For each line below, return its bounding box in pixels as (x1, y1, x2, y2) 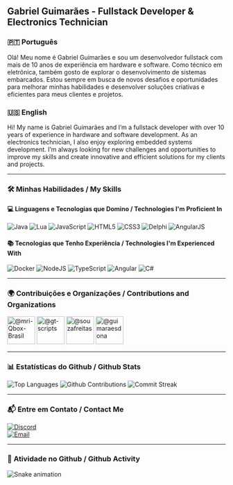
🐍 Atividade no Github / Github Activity (7, 454, 141, 464)
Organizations (7, 300, 56, 310)
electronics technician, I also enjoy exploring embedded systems (7, 138, 193, 146)
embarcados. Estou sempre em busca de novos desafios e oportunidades (7, 75, 218, 83)
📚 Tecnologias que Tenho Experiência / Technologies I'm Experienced (7, 239, 215, 247)
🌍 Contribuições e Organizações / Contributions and (7, 288, 189, 298)
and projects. (7, 160, 45, 168)
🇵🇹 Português (7, 38, 58, 47)
